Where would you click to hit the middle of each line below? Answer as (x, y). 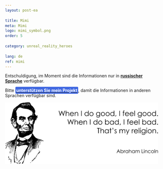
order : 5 (14, 36)
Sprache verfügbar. (25, 81)
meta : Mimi (16, 26)
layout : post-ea (21, 10)
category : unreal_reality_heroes (39, 46)
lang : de (14, 56)
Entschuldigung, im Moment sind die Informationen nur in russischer (74, 76)
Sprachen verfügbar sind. (31, 96)
